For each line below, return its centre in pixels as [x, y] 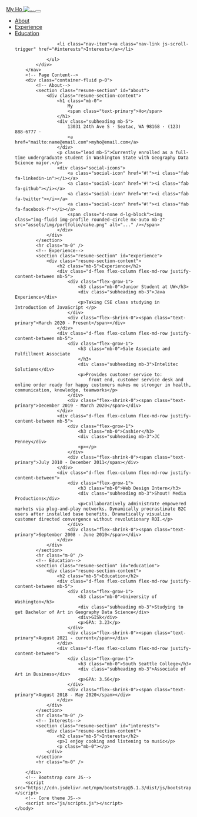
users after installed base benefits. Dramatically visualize [92, 514]
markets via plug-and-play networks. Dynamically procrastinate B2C [100, 509]
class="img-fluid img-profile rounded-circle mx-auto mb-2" [90, 220]
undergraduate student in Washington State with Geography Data [108, 158]
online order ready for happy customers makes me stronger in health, [103, 385]
